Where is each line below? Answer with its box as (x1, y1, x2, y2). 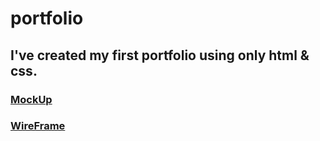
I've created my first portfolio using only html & (10, 47, 310, 64)
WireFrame (10, 119, 66, 133)
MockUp (10, 92, 53, 106)
